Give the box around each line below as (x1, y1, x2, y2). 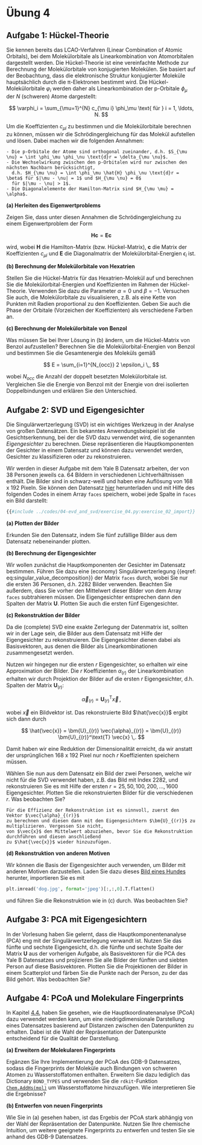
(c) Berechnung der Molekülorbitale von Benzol (6, 325, 128, 332)
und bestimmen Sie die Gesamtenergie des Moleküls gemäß (6, 349, 156, 357)
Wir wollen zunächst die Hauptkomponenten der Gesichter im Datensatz (6, 561, 186, 569)
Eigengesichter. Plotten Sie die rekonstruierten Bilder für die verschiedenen (6, 789, 194, 796)
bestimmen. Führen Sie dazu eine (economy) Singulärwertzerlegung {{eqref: (6, 567, 197, 575)
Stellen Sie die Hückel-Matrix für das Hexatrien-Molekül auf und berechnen (6, 274, 194, 282)
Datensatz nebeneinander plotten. (6, 538, 91, 545)
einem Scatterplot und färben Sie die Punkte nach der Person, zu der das (6, 969, 188, 976)
